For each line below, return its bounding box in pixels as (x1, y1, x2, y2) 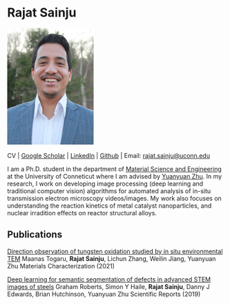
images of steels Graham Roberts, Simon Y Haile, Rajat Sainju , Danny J (7, 282, 211, 291)
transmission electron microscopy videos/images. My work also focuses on (7, 194, 222, 202)
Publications (7, 229, 63, 241)
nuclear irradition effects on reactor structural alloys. (7, 208, 157, 217)
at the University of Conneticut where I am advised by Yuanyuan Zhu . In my (7, 172, 222, 180)
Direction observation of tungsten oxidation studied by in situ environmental (7, 247, 223, 255)
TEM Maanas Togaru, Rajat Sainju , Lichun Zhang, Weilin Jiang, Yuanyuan (7, 254, 216, 263)
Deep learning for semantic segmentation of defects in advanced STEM (7, 275, 211, 284)
